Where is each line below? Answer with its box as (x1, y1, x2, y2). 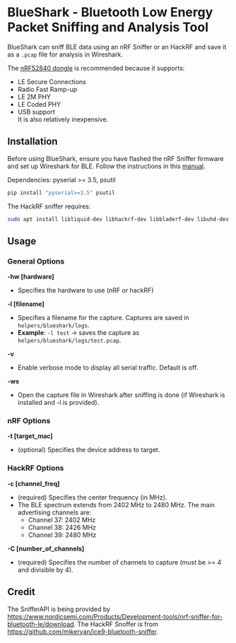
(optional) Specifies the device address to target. (17, 446, 160, 454)
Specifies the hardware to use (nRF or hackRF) (17, 286, 154, 295)
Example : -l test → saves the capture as (17, 329, 140, 337)
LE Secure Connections (17, 77, 86, 85)
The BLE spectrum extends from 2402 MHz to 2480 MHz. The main (17, 500, 216, 509)
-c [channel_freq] (7, 479, 60, 488)
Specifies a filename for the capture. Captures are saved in (17, 314, 189, 322)
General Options (7, 256, 65, 266)
